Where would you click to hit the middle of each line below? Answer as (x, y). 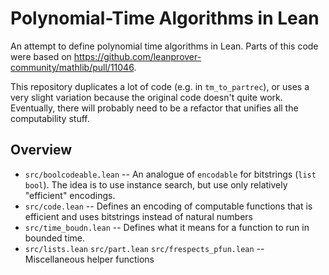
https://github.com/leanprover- (137, 56)
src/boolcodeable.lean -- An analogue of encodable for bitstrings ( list (170, 174)
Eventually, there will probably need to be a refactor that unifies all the (154, 108)
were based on (41, 56)
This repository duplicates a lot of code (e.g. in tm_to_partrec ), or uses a (160, 86)
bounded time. (54, 238)
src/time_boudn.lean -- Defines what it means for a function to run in (167, 227)
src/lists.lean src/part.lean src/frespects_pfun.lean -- (144, 248)
